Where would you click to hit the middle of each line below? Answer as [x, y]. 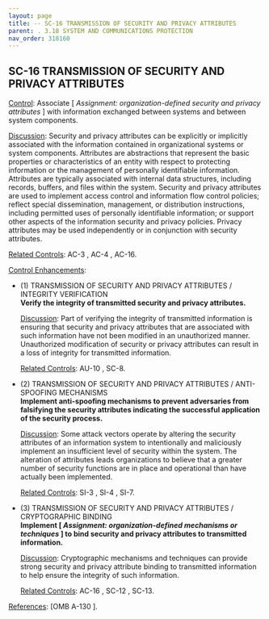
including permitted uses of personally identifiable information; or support [131, 213]
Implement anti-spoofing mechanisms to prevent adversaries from [134, 401]
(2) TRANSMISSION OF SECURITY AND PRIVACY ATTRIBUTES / [127, 384]
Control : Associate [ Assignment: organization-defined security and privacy [134, 103]
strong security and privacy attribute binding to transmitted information [138, 567]
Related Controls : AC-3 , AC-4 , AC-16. [73, 254]
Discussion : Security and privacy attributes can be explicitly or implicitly [128, 136]
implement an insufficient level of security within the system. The [128, 451]
